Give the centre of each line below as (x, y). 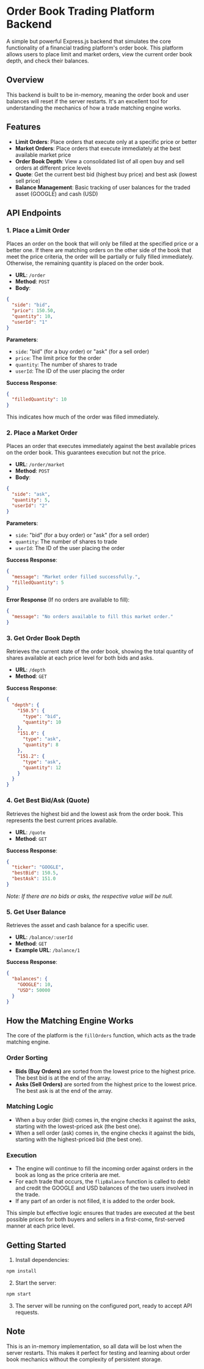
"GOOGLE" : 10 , (35, 984)
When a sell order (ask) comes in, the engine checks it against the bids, (105, 1133)
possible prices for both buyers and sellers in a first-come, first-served (96, 1220)
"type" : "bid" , (42, 716)
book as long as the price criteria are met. (68, 1175)
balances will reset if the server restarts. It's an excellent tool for (87, 101)
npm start (19, 1294)
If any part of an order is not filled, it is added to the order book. (95, 1201)
